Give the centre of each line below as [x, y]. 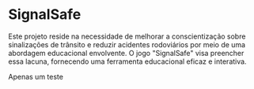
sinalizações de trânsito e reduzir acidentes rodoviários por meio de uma [127, 44]
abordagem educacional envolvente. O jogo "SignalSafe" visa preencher [126, 53]
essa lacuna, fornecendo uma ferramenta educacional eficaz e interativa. [127, 61]
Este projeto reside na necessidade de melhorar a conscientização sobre [127, 36]
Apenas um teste [36, 76]
